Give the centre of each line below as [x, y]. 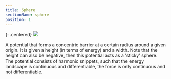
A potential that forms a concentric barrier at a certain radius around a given [86, 45]
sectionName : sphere [27, 15]
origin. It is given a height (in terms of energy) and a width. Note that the [81, 50]
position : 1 [18, 19]
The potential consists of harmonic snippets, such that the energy [75, 61]
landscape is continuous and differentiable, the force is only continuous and [85, 67]
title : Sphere [20, 10]
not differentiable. [24, 72]
